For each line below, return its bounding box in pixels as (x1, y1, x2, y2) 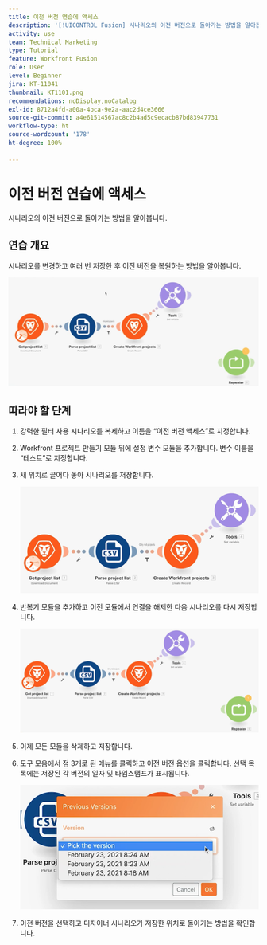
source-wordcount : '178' (8, 131, 91, 139)
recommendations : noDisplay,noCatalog (8, 96, 137, 105)
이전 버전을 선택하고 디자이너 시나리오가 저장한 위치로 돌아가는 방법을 (19, 919, 234, 928)
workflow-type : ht (8, 122, 69, 131)
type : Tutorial (8, 46, 59, 55)
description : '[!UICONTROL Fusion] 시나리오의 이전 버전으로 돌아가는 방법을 (8, 21, 242, 29)
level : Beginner (8, 72, 62, 80)
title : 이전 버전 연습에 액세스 (8, 13, 99, 21)
